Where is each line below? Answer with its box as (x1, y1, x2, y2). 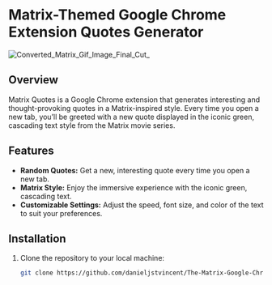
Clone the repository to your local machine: (19, 253, 164, 263)
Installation (8, 232, 66, 245)
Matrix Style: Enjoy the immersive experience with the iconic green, (19, 182, 248, 192)
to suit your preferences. (19, 208, 103, 218)
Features (8, 144, 54, 158)
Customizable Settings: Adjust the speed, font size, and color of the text (19, 200, 264, 210)
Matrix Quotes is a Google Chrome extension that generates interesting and (8, 95, 261, 104)
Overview (8, 73, 59, 87)
